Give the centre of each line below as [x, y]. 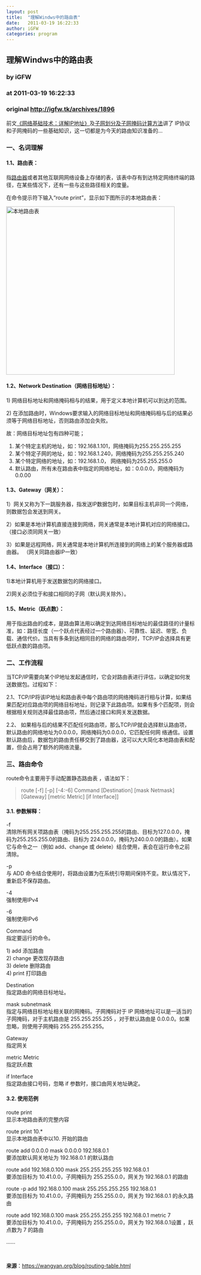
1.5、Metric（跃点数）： [35, 609]
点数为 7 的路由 [25, 1230]
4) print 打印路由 [27, 973]
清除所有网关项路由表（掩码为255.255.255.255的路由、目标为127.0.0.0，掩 [98, 832]
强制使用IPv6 [22, 919]
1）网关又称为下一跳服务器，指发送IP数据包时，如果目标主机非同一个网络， [99, 504]
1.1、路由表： [22, 163]
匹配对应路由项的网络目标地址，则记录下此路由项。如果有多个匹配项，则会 [103, 705]
